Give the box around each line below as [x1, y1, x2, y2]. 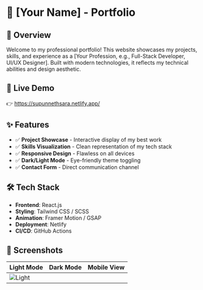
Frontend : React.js [15, 201, 62, 209]
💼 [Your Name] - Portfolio [6, 5, 136, 20]
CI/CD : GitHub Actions [15, 227, 72, 234]
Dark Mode [48, 263, 82, 272]
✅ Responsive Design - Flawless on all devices [15, 150, 135, 157]
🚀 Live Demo [6, 83, 55, 93]
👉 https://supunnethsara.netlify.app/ [6, 100, 101, 107]
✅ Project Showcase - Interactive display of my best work [15, 136, 162, 143]
